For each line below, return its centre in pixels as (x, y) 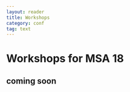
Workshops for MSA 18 (65, 59)
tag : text (19, 29)
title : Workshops (28, 18)
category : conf (25, 23)
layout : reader (25, 12)
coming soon (31, 81)
